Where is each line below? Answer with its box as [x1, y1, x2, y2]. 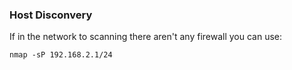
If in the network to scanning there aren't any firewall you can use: [9, 31, 283, 43]
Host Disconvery [9, 8, 93, 22]
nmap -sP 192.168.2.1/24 [9, 50, 113, 60]
